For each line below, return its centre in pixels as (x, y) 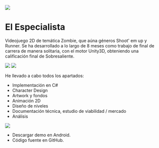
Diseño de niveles (30, 106)
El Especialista (35, 27)
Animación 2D (26, 101)
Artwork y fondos (30, 95)
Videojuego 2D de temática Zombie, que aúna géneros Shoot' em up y (76, 41)
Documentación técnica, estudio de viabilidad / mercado (69, 111)
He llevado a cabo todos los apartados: (45, 76)
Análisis (20, 116)
